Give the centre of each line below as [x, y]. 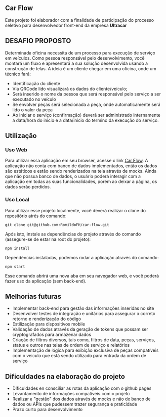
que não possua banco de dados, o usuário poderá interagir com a [73, 176]
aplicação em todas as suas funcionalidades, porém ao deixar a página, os [81, 182]
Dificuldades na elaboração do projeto [65, 376]
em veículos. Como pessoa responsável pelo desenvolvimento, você [75, 58]
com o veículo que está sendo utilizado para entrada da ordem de [79, 356]
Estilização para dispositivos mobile [49, 324]
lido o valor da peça [32, 110]
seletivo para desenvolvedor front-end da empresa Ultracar [66, 25]
